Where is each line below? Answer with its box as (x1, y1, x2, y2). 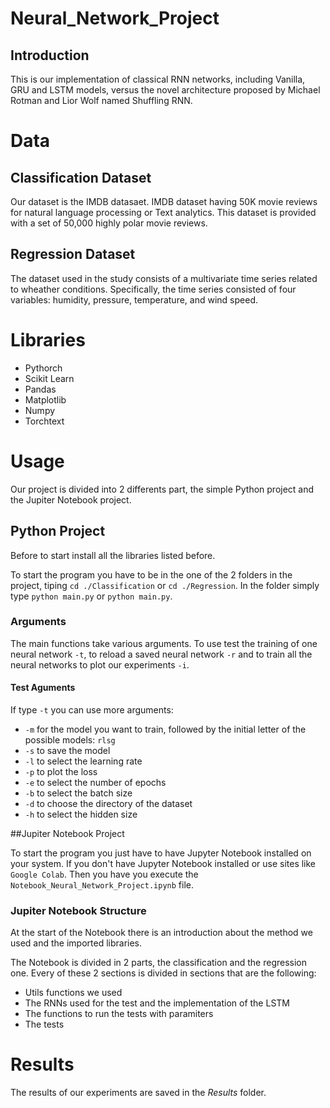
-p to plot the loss (24, 766, 98, 777)
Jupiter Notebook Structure (10, 903, 147, 917)
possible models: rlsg (24, 734, 116, 746)
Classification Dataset (10, 169, 152, 186)
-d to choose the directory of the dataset (24, 798, 193, 809)
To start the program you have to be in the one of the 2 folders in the (10, 568, 293, 581)
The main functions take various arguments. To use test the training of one (10, 637, 318, 649)
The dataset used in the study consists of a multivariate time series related (10, 272, 318, 284)
